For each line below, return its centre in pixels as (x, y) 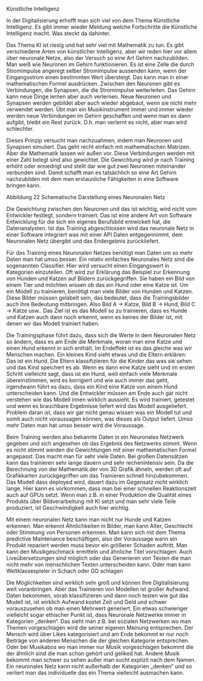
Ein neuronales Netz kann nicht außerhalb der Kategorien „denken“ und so (99, 666)
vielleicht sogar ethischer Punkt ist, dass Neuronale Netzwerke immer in (96, 615)
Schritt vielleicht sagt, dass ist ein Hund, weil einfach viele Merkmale (92, 374)
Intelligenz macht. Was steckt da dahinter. (58, 33)
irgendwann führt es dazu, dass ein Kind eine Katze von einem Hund (92, 387)
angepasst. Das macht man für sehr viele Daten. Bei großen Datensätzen (97, 456)
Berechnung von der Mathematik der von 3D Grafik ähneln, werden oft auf (99, 469)
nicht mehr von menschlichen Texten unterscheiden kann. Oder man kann (98, 564)
